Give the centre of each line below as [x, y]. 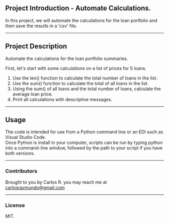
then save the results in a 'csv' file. [41, 26]
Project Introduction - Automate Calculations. [78, 8]
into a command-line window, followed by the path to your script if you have [84, 148]
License [15, 205]
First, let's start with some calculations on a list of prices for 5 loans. [76, 68]
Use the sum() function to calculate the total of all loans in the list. [80, 83]
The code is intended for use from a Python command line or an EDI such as [84, 132]
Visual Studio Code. [26, 137]
